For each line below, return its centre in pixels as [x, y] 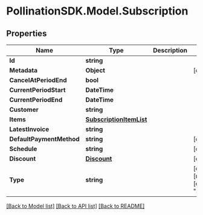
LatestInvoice [29, 129]
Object [95, 70]
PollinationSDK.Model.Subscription [97, 11]
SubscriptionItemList [116, 119]
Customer [24, 110]
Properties [27, 34]
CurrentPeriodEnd [36, 100]
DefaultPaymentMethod [44, 139]
